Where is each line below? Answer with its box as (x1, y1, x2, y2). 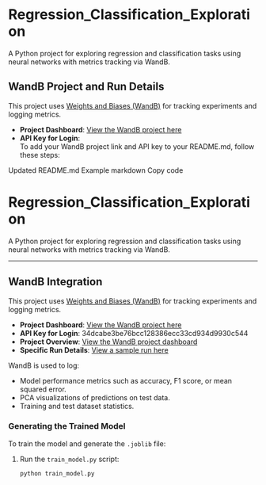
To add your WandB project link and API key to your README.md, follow (19, 141, 255, 151)
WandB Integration (8, 275, 103, 288)
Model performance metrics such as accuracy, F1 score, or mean (19, 376, 232, 385)
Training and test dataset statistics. (19, 401, 135, 411)
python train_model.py (19, 469, 95, 477)
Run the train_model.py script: (19, 454, 120, 464)
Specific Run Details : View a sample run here (19, 345, 169, 354)
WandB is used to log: (8, 361, 80, 370)
